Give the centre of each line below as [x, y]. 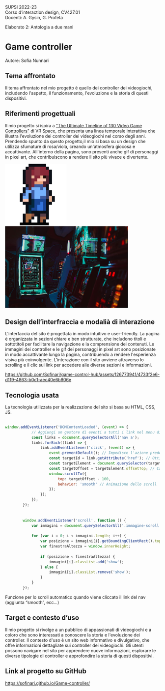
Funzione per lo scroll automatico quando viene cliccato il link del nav [75, 597]
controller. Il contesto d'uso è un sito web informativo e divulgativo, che [77, 640]
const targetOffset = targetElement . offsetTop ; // [102, 468]
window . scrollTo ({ [68, 474]
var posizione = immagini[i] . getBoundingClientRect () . [97, 541]
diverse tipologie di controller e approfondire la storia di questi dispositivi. [79, 656]
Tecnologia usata [32, 395]
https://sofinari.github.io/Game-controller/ [48, 683]
